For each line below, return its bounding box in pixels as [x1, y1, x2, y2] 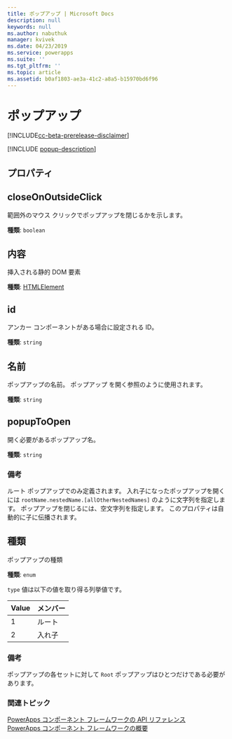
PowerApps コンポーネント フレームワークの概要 [7, 724, 149, 733]
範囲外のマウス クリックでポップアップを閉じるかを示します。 [7, 211, 187, 219]
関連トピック [7, 698, 51, 708]
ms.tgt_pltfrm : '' [7, 62, 61, 69]
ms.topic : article [7, 69, 61, 76]
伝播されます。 [37, 513, 81, 522]
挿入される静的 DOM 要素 [7, 268, 81, 277]
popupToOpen [7, 416, 71, 428]
